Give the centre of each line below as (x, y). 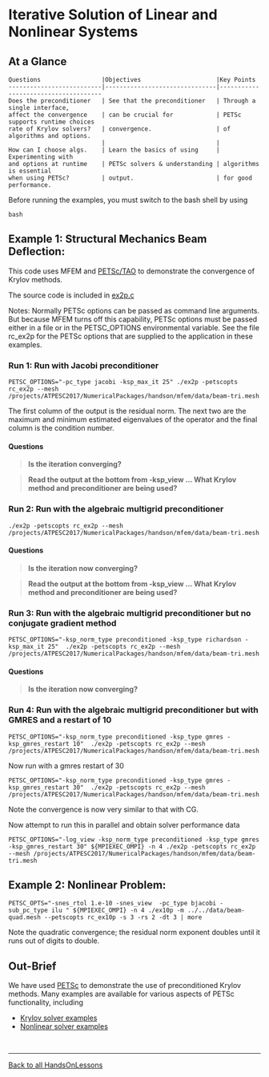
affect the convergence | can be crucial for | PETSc (125, 115)
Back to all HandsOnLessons (56, 1065)
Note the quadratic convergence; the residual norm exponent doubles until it (134, 933)
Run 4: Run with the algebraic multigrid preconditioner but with (133, 710)
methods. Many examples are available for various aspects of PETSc (121, 994)
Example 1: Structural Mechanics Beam (108, 239)
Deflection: (37, 251)
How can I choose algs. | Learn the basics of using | (114, 150)
